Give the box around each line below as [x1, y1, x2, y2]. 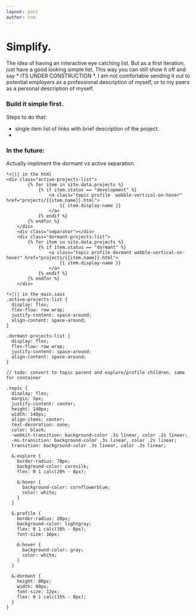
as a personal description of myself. [6, 85, 94, 92]
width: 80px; [17, 584, 49, 590]
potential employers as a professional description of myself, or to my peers [6, 79, 190, 86]
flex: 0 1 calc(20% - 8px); [17, 469, 86, 475]
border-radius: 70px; [17, 459, 70, 465]
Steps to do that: [6, 113, 47, 120]
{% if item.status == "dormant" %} [38, 244, 127, 250]
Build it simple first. [6, 100, 64, 108]
